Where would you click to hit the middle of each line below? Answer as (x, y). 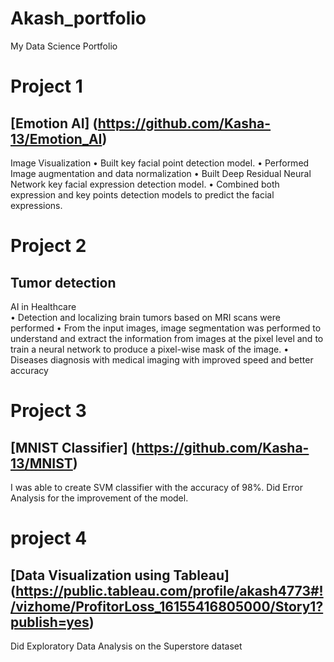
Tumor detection (63, 282)
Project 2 (48, 246)
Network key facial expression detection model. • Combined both (145, 184)
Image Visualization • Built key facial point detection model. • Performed (160, 163)
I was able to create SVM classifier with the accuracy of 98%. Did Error (156, 487)
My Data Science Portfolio (64, 46)
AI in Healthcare (43, 306)
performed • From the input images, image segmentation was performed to (166, 328)
